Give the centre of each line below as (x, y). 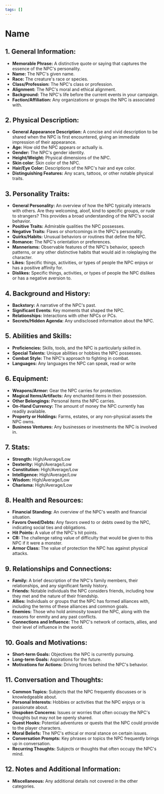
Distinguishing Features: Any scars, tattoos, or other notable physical (83, 173)
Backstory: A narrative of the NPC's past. (54, 305)
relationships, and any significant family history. (60, 586)
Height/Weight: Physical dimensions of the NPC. (61, 158)
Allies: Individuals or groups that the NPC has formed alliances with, (81, 601)
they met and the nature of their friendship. (55, 596)
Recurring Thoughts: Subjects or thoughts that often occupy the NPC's (84, 749)
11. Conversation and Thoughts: (54, 680)
